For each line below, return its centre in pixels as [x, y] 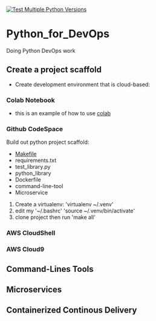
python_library [33, 174]
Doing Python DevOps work [41, 50]
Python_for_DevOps [58, 34]
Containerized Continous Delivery [72, 310]
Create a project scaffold [54, 70]
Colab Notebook [31, 100]
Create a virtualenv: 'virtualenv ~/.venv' [64, 204]
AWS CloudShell [31, 233]
